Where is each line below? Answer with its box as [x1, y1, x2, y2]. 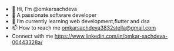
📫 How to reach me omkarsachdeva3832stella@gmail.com [11, 24, 156, 31]
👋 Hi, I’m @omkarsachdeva [11, 6, 78, 12]
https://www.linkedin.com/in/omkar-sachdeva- [54, 32, 168, 39]
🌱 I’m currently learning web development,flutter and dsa [11, 18, 150, 24]
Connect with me [11, 32, 53, 39]
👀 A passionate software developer [11, 12, 97, 19]
